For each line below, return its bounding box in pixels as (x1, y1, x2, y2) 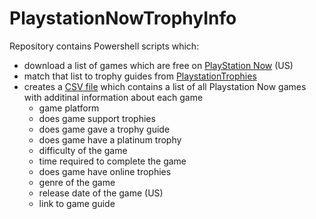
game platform (38, 102, 100, 114)
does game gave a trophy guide (38, 123, 171, 135)
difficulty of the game (38, 144, 128, 156)
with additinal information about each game (23, 91, 204, 103)
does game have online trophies (38, 165, 172, 177)
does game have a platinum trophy (38, 133, 182, 146)
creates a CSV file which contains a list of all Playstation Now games (23, 80, 307, 92)
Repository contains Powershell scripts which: (9, 40, 200, 52)
